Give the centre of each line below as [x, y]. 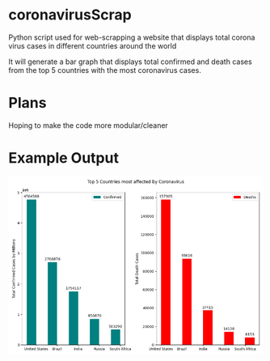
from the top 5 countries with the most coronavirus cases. [105, 70]
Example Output [64, 158]
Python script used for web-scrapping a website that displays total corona [132, 37]
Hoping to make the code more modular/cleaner [88, 125]
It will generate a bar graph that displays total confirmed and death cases [130, 62]
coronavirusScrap [70, 15]
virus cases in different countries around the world [93, 45]
